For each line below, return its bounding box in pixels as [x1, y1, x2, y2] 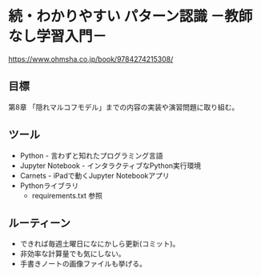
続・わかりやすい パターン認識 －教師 [8, 7, 253, 26]
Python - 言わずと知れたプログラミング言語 [19, 150, 163, 160]
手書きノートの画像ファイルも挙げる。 [19, 259, 147, 269]
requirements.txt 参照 [31, 190, 102, 200]
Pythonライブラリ [19, 181, 79, 190]
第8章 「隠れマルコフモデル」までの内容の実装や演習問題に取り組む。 [8, 102, 239, 112]
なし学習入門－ [8, 27, 107, 46]
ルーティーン [8, 216, 70, 230]
